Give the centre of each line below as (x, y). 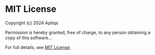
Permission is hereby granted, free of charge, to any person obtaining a (78, 32)
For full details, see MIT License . (38, 47)
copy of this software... (29, 38)
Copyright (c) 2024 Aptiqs (32, 23)
